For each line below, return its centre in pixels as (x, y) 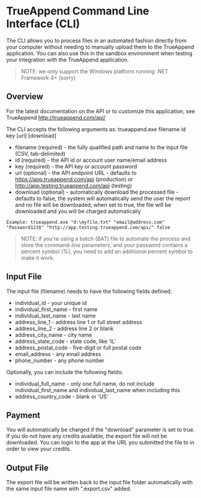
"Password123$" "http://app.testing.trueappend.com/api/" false (88, 227)
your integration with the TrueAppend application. (67, 60)
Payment (23, 415)
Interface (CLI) (43, 24)
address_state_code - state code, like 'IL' (65, 341)
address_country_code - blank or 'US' (61, 396)
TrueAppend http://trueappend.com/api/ (56, 117)
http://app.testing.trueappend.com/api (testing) (73, 185)
